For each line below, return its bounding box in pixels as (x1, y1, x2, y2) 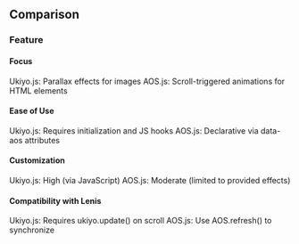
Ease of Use (9, 106, 55, 117)
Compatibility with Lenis (9, 195, 102, 206)
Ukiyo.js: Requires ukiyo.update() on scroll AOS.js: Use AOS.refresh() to (9, 216, 272, 226)
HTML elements (9, 85, 69, 96)
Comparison (9, 7, 80, 22)
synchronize (9, 224, 55, 235)
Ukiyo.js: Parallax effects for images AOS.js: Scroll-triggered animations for (9, 76, 286, 86)
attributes (24, 134, 61, 145)
